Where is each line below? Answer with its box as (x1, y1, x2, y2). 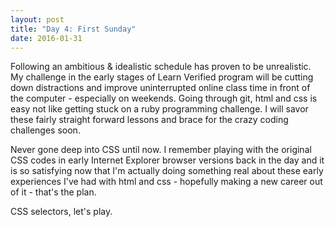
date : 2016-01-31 (10, 33, 83, 43)
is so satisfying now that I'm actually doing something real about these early (10, 165, 324, 177)
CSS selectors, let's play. (10, 206, 113, 218)
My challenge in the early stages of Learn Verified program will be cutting (10, 71, 314, 83)
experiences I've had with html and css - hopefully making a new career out (10, 176, 323, 188)
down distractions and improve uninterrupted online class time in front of (10, 82, 311, 94)
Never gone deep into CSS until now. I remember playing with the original (10, 144, 312, 156)
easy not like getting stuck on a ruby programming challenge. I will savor (10, 103, 309, 115)
